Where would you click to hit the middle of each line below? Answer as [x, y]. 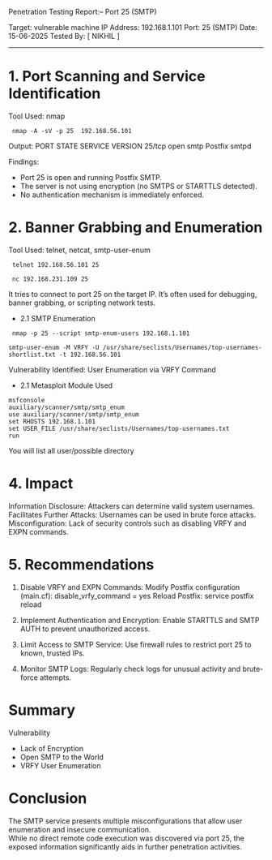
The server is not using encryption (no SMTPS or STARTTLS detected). [138, 186]
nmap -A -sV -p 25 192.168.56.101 [72, 131]
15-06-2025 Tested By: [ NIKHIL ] [64, 36]
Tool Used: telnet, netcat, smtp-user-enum [80, 250]
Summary [42, 710]
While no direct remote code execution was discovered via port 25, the [126, 838]
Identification [55, 94]
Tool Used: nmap [37, 116]
